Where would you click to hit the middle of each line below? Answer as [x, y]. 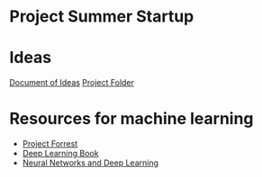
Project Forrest [50, 144]
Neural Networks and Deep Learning [90, 163]
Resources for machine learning [131, 119]
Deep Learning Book [60, 154]
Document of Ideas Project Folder [72, 83]
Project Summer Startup [102, 17]
